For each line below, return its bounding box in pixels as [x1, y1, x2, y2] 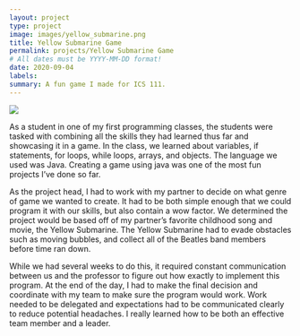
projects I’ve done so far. [9, 168, 101, 179]
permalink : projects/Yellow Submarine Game [9, 47, 175, 56]
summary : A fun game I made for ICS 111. [9, 80, 167, 89]
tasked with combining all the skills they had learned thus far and [9, 131, 249, 142]
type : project [9, 22, 63, 30]
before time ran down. [9, 243, 91, 254]
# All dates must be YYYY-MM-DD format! [9, 55, 163, 64]
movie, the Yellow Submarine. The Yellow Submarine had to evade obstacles [9, 224, 292, 235]
